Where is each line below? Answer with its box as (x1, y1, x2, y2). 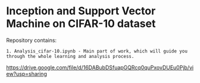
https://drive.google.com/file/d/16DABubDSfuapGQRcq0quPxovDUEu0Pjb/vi (6, 64, 194, 71)
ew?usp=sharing (6, 70, 48, 77)
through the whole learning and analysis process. (6, 53, 135, 59)
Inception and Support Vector (6, 4, 156, 18)
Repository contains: (6, 36, 57, 44)
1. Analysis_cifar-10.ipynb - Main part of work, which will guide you (6, 48, 187, 54)
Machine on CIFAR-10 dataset (6, 17, 156, 30)
